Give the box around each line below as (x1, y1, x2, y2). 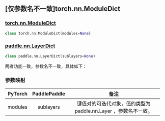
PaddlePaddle (32, 91, 65, 97)
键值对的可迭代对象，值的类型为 (77, 100, 151, 107)
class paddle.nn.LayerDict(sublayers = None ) (5, 54, 96, 59)
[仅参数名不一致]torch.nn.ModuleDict (5, 4, 120, 13)
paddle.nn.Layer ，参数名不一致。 (75, 108, 153, 115)
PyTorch (7, 91, 28, 97)
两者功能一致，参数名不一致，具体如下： (5, 63, 87, 69)
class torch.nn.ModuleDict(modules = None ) (5, 31, 91, 36)
